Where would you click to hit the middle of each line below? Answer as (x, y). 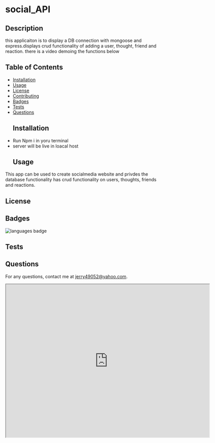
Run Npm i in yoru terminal (40, 140)
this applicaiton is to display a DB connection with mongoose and (73, 40)
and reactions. (20, 185)
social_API (28, 9)
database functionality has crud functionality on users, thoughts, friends (81, 180)
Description (24, 28)
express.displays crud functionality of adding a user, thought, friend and (81, 46)
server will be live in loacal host (45, 146)
